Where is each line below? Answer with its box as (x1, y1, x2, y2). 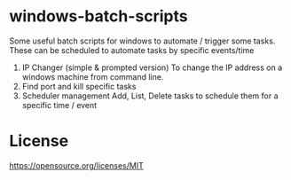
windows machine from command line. (21, 71, 164, 82)
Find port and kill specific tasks (21, 81, 137, 91)
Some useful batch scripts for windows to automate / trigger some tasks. (9, 35, 276, 46)
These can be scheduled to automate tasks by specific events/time (9, 44, 255, 55)
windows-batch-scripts (9, 6, 188, 27)
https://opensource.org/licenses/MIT (9, 160, 144, 170)
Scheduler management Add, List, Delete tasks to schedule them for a (21, 90, 279, 101)
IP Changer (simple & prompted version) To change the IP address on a (21, 62, 283, 73)
